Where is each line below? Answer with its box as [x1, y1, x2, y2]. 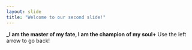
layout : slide [6, 8, 42, 15]
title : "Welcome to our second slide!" [6, 14, 106, 20]
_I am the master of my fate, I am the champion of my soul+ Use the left [6, 30, 187, 37]
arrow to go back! [6, 37, 50, 44]
